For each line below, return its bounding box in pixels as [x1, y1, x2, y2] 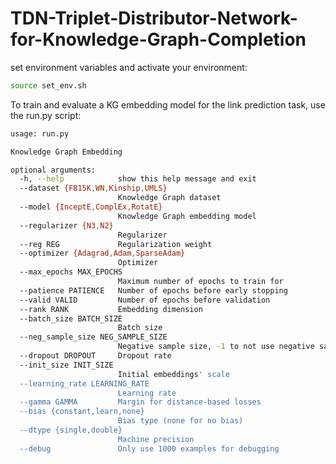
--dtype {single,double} [19, 425, 123, 436]
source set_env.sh [10, 80, 87, 91]
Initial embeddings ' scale [117, 369, 230, 379]
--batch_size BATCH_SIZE [19, 313, 123, 324]
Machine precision [117, 434, 195, 444]
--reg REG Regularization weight [19, 239, 213, 249]
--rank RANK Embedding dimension [19, 304, 203, 314]
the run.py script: [10, 109, 82, 121]
